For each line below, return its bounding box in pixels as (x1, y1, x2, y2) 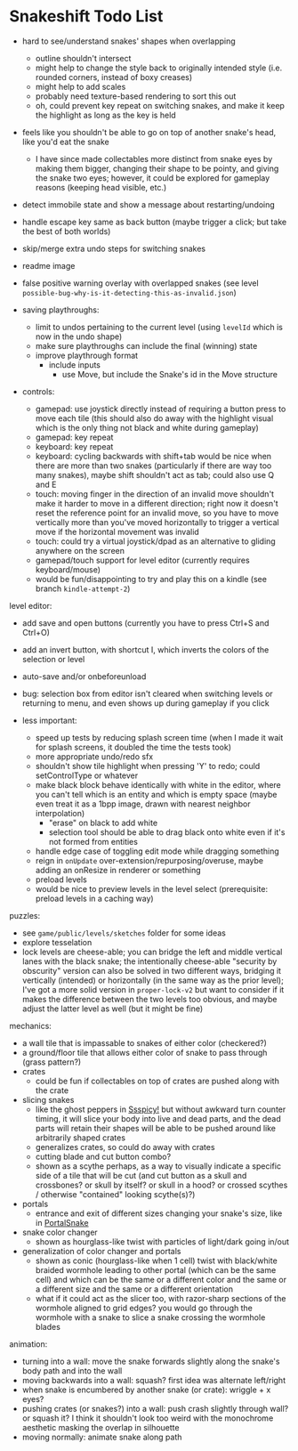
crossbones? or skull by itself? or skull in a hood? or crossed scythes (35, 1179, 288, 1190)
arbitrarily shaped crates (35, 1132, 126, 1143)
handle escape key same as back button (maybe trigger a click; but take (21, 216, 287, 227)
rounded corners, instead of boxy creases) (35, 71, 193, 82)
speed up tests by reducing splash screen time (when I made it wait (35, 732, 284, 742)
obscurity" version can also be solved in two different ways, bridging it (21, 965, 282, 976)
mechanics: (9, 1020, 52, 1031)
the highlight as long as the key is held (35, 109, 176, 120)
